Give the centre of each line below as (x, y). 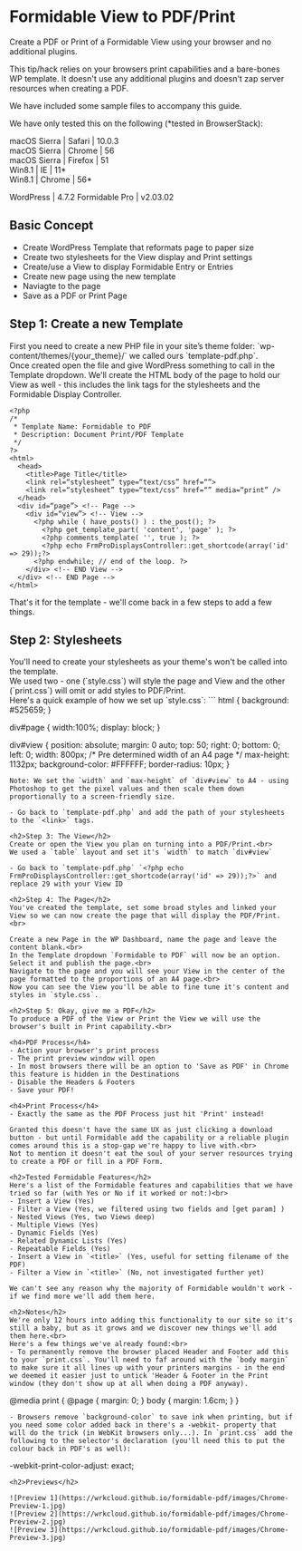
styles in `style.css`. (54, 995)
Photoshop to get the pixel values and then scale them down (127, 789)
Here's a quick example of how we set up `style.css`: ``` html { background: (149, 701)
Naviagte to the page (61, 286)
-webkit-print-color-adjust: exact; (72, 1466)
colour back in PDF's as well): (70, 1449)
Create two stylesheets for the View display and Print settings (137, 257)
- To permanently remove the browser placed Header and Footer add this (149, 1352)
